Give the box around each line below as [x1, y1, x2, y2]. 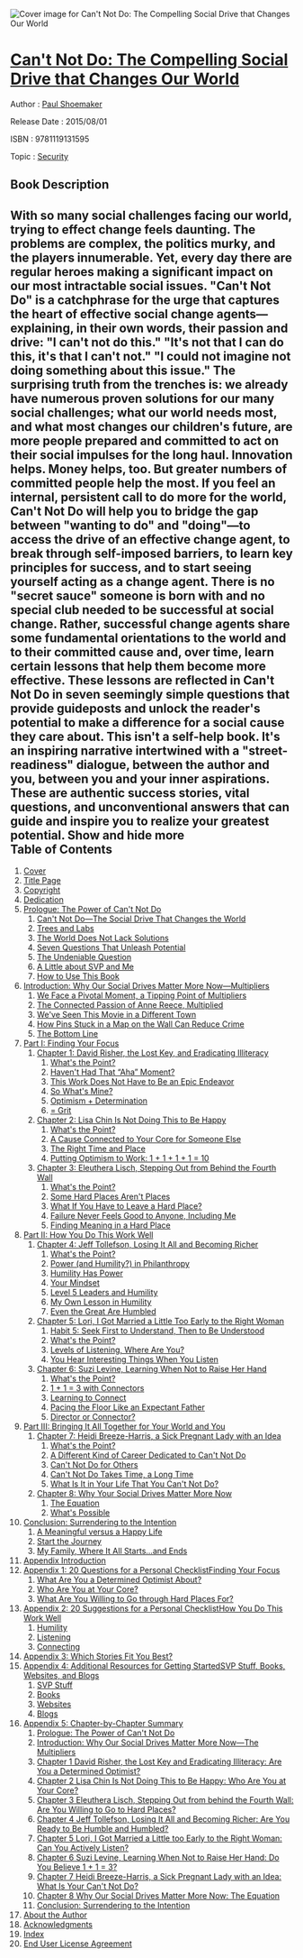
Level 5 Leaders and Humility [49, 1287, 158, 1298]
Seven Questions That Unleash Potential [36, 942, 186, 953]
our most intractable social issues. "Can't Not [10, 278, 272, 293]
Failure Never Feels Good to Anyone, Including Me [49, 1211, 236, 1221]
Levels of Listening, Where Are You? [49, 1344, 185, 1356]
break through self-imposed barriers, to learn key [10, 545, 293, 561]
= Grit [49, 1105, 72, 1116]
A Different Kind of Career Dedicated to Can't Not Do [49, 1450, 246, 1460]
